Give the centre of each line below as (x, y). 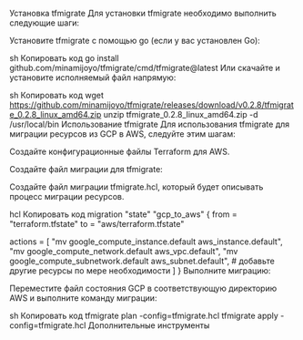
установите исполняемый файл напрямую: (93, 77)
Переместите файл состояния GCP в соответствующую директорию (143, 288)
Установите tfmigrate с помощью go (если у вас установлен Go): (135, 41)
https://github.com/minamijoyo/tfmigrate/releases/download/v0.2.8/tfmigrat (151, 105)
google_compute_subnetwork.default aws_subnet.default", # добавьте (142, 261)
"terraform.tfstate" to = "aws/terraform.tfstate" (97, 224)
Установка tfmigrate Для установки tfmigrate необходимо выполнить (143, 13)
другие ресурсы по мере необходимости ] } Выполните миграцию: (140, 271)
